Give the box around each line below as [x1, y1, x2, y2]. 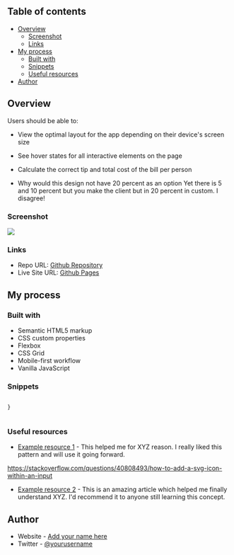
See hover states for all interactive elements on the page [17, 151, 182, 160]
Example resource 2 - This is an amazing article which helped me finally [17, 485, 228, 494]
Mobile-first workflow [17, 356, 81, 365]
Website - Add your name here [17, 532, 107, 541]
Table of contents [7, 6, 86, 18]
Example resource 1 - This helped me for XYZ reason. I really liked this [17, 442, 223, 452]
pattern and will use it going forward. [17, 450, 125, 459]
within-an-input [7, 471, 53, 480]
